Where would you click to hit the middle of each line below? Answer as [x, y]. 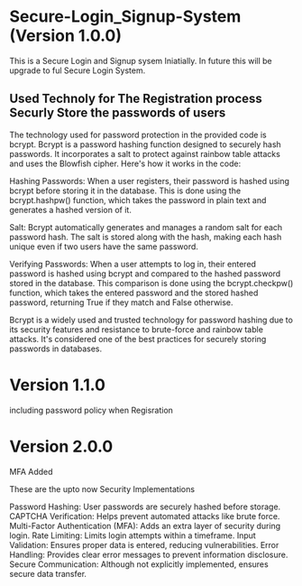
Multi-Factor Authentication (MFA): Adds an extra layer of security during [145, 526]
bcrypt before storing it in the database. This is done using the [125, 191]
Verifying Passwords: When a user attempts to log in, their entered [133, 264]
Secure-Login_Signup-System [125, 17]
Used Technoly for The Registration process [136, 99]
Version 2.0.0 [61, 446]
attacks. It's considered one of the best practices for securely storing [138, 339]
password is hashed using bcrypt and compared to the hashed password [145, 274]
